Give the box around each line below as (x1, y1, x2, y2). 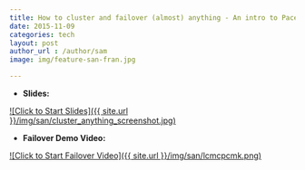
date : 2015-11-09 (9, 22, 75, 31)
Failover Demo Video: (22, 133, 106, 143)
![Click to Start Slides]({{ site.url (9, 106, 129, 116)
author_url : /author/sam (9, 47, 107, 56)
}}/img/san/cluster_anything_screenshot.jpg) (9, 115, 176, 126)
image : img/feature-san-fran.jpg (9, 55, 136, 64)
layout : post (9, 38, 59, 48)
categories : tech (9, 30, 75, 39)
